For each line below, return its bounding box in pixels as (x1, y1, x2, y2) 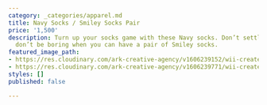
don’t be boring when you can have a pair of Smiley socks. (15, 41, 219, 49)
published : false (8, 77, 66, 85)
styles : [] (8, 70, 44, 78)
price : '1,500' (8, 26, 59, 34)
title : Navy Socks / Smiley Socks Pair (8, 19, 141, 27)
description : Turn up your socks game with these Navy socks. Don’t (8, 33, 240, 42)
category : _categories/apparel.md (8, 11, 123, 20)
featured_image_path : (8, 48, 80, 56)
